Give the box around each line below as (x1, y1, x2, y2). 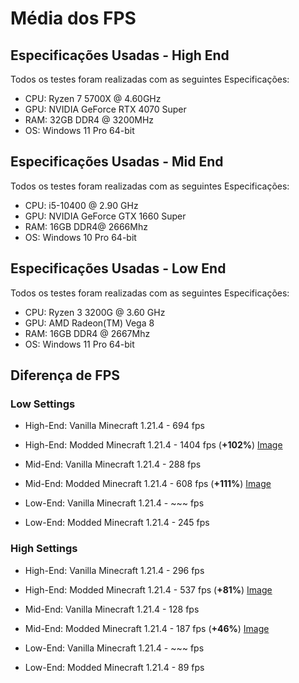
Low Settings (10, 397, 76, 411)
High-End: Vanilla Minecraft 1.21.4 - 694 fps (24, 420, 205, 432)
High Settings (10, 542, 78, 556)
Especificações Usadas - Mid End (10, 153, 224, 171)
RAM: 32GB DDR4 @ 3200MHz (24, 114, 155, 126)
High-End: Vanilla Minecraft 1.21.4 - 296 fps (24, 564, 205, 576)
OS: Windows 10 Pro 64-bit (24, 231, 137, 243)
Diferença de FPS (10, 367, 121, 384)
